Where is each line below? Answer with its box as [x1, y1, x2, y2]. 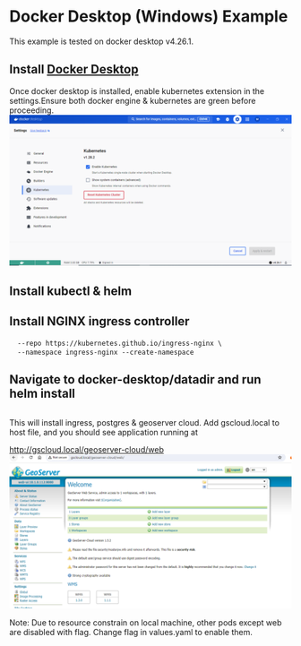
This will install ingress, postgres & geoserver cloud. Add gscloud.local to [9, 418, 280, 428]
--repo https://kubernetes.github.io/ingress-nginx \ [17, 339, 222, 348]
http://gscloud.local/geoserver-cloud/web [9, 444, 164, 455]
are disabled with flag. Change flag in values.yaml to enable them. [9, 627, 253, 638]
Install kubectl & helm [9, 283, 133, 298]
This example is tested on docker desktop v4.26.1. [9, 36, 194, 47]
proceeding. [9, 105, 55, 116]
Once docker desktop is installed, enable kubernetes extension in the [9, 85, 265, 96]
